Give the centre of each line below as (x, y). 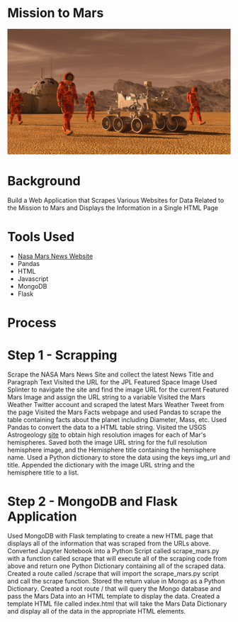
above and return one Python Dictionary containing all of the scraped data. (116, 566)
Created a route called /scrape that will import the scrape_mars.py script (113, 574)
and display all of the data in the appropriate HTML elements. (97, 611)
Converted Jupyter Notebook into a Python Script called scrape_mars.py (113, 551)
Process (32, 322)
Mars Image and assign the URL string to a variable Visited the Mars (106, 397)
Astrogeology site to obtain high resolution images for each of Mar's (107, 435)
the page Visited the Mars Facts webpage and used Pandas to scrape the (114, 412)
